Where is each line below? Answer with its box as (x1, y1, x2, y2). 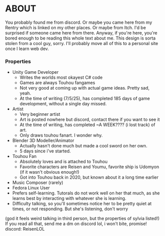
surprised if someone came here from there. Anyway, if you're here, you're (5, 30, 158, 36)
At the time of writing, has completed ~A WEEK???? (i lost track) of (19, 122, 156, 128)
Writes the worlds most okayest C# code (19, 75, 103, 81)
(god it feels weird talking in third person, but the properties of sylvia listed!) (5, 216, 160, 222)
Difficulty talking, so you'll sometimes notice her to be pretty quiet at (12, 201, 152, 207)
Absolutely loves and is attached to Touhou (19, 159, 108, 165)
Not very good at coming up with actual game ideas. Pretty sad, (19, 85, 150, 91)
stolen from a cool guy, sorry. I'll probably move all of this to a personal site (5, 40, 158, 46)
